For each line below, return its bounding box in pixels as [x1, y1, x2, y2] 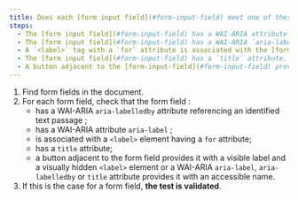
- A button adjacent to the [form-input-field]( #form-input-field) [17, 63, 272, 72]
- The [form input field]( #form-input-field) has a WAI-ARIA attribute [17, 29, 288, 38]
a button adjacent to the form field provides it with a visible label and [35, 152, 286, 163]
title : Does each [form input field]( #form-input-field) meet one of [9, 12, 272, 22]
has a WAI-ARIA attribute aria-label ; [35, 124, 173, 135]
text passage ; [35, 114, 88, 125]
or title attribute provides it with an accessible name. [77, 171, 276, 181]
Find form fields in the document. [21, 86, 145, 97]
